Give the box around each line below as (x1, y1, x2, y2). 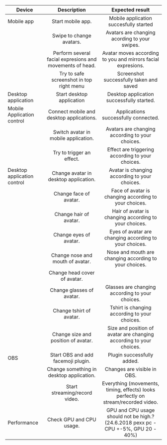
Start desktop (56, 91, 88, 98)
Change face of (54, 190, 90, 197)
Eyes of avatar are (109, 228, 152, 235)
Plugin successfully (107, 351, 154, 358)
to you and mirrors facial (102, 56, 159, 63)
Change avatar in (52, 170, 92, 176)
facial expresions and (47, 56, 97, 63)
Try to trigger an (53, 149, 91, 156)
